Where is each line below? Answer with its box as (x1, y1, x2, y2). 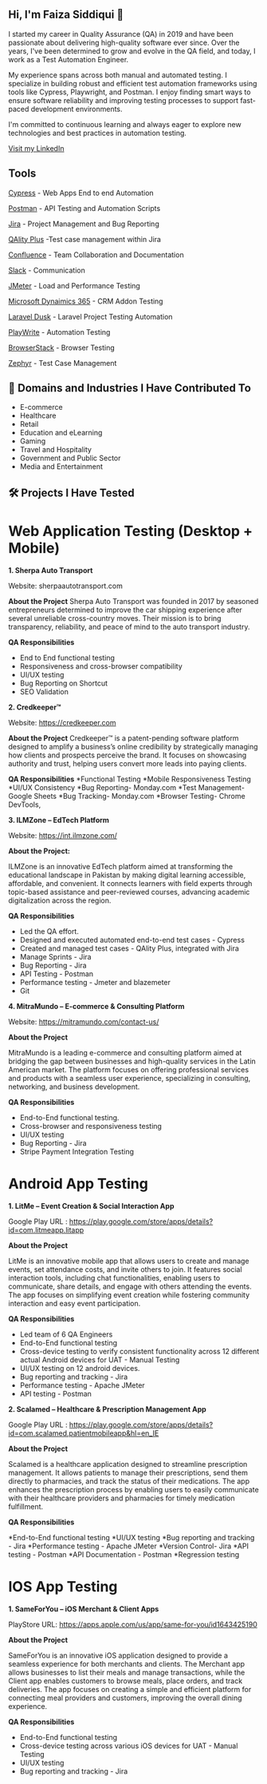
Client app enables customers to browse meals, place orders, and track (8, 1675, 243, 1686)
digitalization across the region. (8, 896, 112, 905)
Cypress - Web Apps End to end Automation (8, 188, 154, 197)
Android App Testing (8, 1174, 149, 1193)
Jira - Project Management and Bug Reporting (8, 219, 159, 228)
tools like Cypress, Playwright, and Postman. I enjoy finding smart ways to (8, 87, 251, 97)
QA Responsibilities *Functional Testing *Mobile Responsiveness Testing (8, 774, 251, 784)
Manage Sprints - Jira (19, 952, 92, 961)
